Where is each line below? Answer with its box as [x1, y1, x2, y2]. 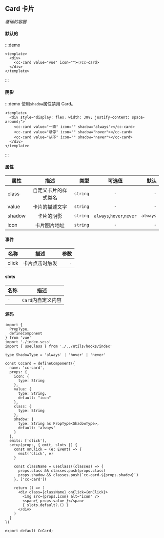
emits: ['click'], [9, 438, 47, 443]
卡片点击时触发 [22, 259, 58, 266]
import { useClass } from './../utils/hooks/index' [5, 344, 112, 349]
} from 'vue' [5, 335, 32, 340]
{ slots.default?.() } [22, 503, 69, 508]
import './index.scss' [5, 340, 51, 345]
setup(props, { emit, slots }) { [9, 443, 78, 448]
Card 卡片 [5, 4, 35, 13]
